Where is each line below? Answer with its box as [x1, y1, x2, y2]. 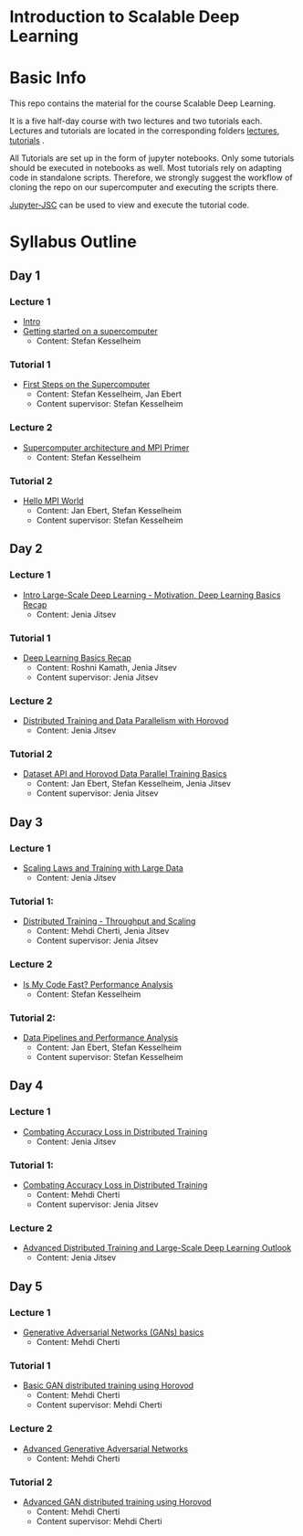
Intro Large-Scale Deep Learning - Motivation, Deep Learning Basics [22, 589, 281, 600]
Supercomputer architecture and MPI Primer [22, 441, 190, 453]
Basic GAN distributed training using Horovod [22, 1380, 194, 1391]
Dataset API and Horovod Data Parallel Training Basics [22, 768, 227, 779]
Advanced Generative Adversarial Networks [22, 1443, 189, 1454]
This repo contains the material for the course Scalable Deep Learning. [9, 98, 277, 109]
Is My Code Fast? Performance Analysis [22, 979, 173, 990]
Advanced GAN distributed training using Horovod [22, 1496, 212, 1507]
